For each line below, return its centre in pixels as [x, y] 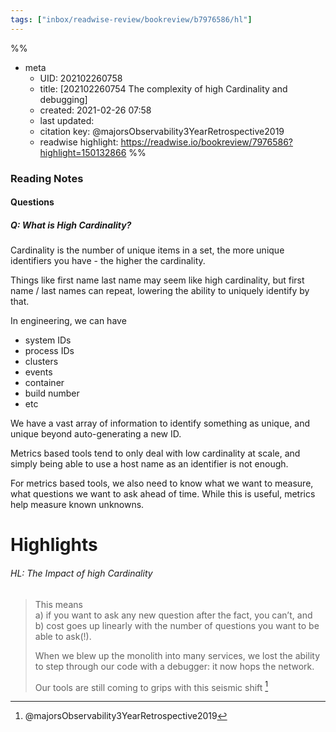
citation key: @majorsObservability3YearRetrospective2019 [162, 131]
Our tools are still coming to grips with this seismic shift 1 [151, 686]
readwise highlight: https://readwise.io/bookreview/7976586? [166, 142]
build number [52, 393]
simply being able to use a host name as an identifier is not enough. [149, 464]
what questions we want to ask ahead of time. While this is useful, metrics [163, 494]
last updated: [67, 120]
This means [58, 604]
